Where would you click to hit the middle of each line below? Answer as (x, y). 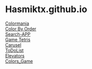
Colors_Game (19, 61)
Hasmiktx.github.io (46, 9)
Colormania (17, 23)
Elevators (15, 56)
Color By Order (21, 28)
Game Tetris (18, 40)
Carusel (13, 45)
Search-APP (18, 34)
